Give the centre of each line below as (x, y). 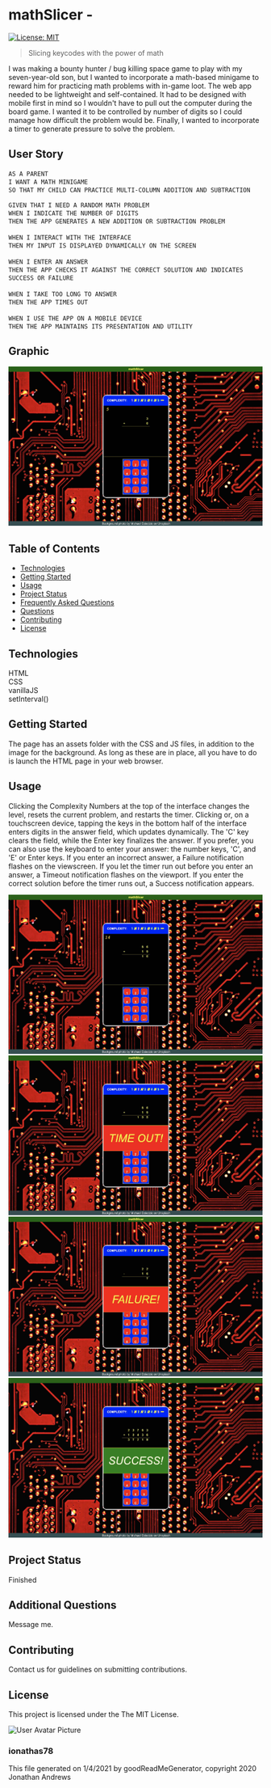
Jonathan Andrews (40, 1777)
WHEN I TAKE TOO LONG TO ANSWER (63, 294)
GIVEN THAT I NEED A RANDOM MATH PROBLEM (79, 205)
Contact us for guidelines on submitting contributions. (98, 1670)
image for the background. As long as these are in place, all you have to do (133, 752)
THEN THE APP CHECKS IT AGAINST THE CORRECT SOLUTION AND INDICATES (126, 270)
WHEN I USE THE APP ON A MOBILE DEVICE (75, 318)
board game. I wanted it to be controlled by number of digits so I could (125, 112)
